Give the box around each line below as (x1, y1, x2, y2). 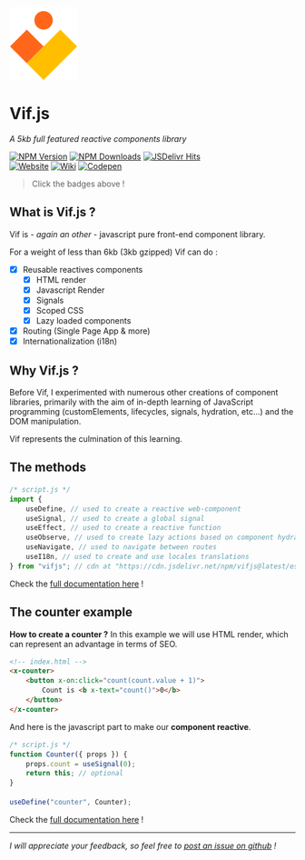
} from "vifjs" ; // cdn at (9, 562, 112, 571)
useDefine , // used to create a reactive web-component (25, 504, 242, 514)
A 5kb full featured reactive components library (9, 133, 187, 144)
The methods (9, 460, 86, 475)
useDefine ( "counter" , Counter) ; (9, 798, 132, 807)
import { (9, 495, 43, 504)
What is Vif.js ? (9, 205, 96, 220)
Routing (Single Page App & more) (22, 325, 151, 336)
